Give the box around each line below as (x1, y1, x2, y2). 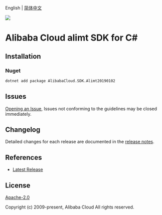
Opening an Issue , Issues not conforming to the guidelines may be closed (5, 105, 157, 112)
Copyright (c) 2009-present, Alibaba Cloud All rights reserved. (5, 204, 134, 210)
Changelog (5, 125, 41, 134)
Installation (5, 52, 41, 61)
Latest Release (12, 166, 44, 172)
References (5, 153, 42, 162)
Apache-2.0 (5, 194, 30, 200)
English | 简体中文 (5, 5, 42, 11)
